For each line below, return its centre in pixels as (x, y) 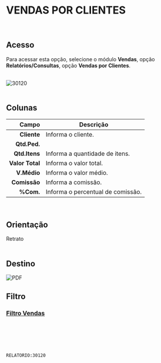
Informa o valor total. (75, 163)
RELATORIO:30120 (26, 355)
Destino (21, 263)
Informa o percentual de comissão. (94, 192)
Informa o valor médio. (77, 172)
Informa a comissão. (74, 182)
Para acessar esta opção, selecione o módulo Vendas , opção (80, 59)
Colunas (22, 108)
